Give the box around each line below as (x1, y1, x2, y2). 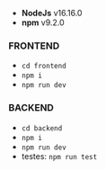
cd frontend (21, 62, 66, 71)
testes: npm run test (21, 150, 98, 161)
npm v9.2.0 (21, 17, 65, 28)
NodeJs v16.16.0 (21, 8, 83, 18)
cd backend (21, 123, 63, 133)
